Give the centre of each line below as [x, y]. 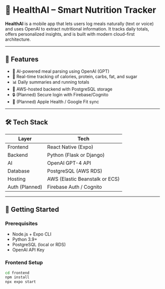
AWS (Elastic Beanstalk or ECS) [84, 179]
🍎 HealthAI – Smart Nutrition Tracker [81, 10]
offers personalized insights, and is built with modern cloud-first [70, 34]
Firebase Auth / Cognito [75, 187]
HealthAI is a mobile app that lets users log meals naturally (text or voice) [79, 24]
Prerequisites [21, 223]
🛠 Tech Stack [27, 122]
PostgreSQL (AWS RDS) [75, 171]
